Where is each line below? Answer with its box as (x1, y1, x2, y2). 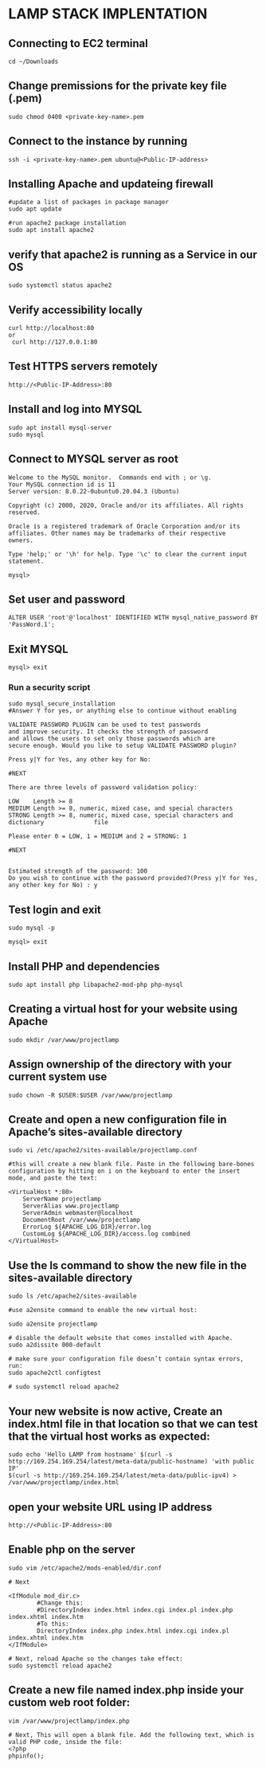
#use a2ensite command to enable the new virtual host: (8, 1306, 198, 1314)
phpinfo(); (8, 1751, 45, 1760)
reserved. (8, 508, 41, 517)
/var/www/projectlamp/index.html (8, 1479, 119, 1487)
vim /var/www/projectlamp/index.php (8, 1717, 130, 1725)
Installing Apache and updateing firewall (8, 177, 213, 191)
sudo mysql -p (8, 924, 56, 933)
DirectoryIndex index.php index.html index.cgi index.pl (37, 1627, 229, 1635)
